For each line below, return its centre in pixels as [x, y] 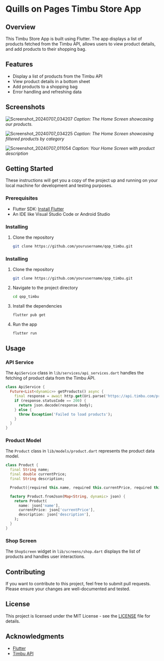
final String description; [37, 479]
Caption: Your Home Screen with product [113, 148]
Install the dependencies [37, 306]
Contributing [25, 572]
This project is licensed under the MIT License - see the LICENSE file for [78, 616]
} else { [23, 410]
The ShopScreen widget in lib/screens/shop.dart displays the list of [73, 551]
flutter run [25, 333]
